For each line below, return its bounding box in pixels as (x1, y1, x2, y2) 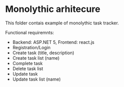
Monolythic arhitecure (5, 3, 100, 15)
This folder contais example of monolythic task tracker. (5, 20, 119, 26)
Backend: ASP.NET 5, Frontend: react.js (12, 39, 94, 45)
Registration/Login (12, 44, 51, 50)
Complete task (12, 60, 43, 66)
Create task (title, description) (12, 50, 74, 56)
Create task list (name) (12, 55, 60, 61)
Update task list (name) (12, 76, 61, 82)
